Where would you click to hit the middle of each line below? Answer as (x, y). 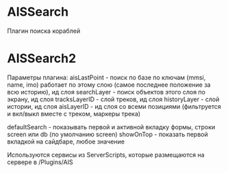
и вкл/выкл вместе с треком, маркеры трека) (74, 114)
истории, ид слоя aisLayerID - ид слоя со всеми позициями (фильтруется (114, 106)
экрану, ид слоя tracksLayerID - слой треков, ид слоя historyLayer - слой (113, 99)
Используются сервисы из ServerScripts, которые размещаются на (106, 155)
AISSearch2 (42, 58)
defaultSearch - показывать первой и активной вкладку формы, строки (111, 127)
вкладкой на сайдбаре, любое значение (66, 142)
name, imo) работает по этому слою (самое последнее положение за (109, 84)
